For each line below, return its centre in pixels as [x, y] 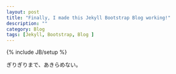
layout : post [23, 12]
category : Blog [26, 29]
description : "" [27, 23]
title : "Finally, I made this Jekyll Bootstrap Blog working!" [89, 18]
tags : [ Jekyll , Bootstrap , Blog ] [50, 35]
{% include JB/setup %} [37, 52]
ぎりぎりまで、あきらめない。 [44, 65]
